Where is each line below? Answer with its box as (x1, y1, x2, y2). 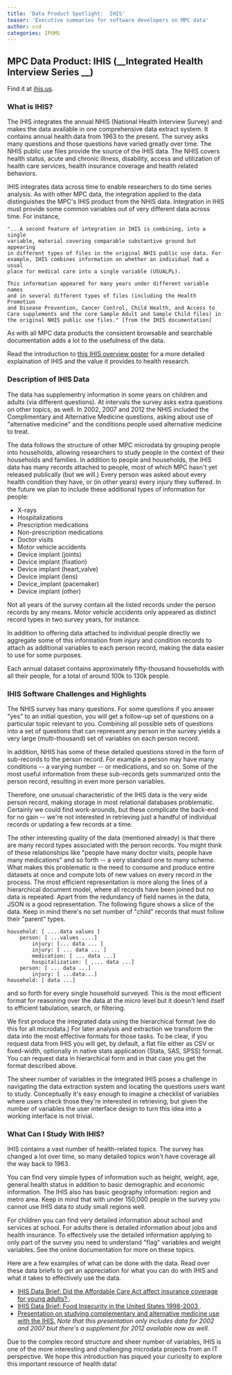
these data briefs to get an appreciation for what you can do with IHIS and (7, 1267, 218, 1275)
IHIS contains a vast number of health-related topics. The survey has (7, 1145, 204, 1153)
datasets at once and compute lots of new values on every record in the (7, 870, 213, 878)
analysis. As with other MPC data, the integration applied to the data (7, 190, 202, 199)
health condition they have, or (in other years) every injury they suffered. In (7, 477, 222, 486)
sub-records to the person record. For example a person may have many (7, 755, 215, 763)
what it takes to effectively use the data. (7, 1274, 121, 1282)
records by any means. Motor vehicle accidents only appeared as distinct (7, 608, 217, 616)
